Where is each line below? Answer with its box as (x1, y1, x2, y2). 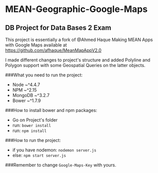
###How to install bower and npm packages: (5, 107, 97, 113)
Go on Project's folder (12, 117, 58, 123)
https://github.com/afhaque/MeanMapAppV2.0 (5, 47, 102, 53)
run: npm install (12, 127, 47, 133)
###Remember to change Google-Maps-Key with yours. (5, 162, 117, 168)
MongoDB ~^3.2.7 (12, 92, 50, 98)
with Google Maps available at (5, 42, 67, 48)
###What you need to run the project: (5, 72, 83, 78)
